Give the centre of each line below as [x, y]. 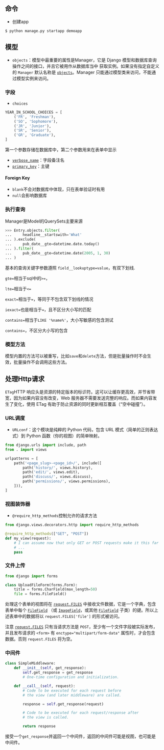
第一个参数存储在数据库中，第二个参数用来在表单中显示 [61, 150]
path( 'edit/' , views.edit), [51, 472]
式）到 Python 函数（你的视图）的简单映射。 [57, 436]
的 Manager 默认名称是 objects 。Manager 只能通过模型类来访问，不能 [82, 72]
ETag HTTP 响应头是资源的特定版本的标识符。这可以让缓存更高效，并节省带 [80, 391]
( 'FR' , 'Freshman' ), [35, 117]
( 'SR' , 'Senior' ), [33, 131]
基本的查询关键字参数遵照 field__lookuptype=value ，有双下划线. [70, 268]
